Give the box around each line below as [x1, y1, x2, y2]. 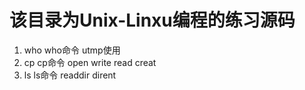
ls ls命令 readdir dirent [23, 69, 117, 81]
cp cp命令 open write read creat [23, 56, 157, 68]
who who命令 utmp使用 [23, 44, 121, 56]
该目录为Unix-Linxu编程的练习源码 [9, 9, 296, 32]
